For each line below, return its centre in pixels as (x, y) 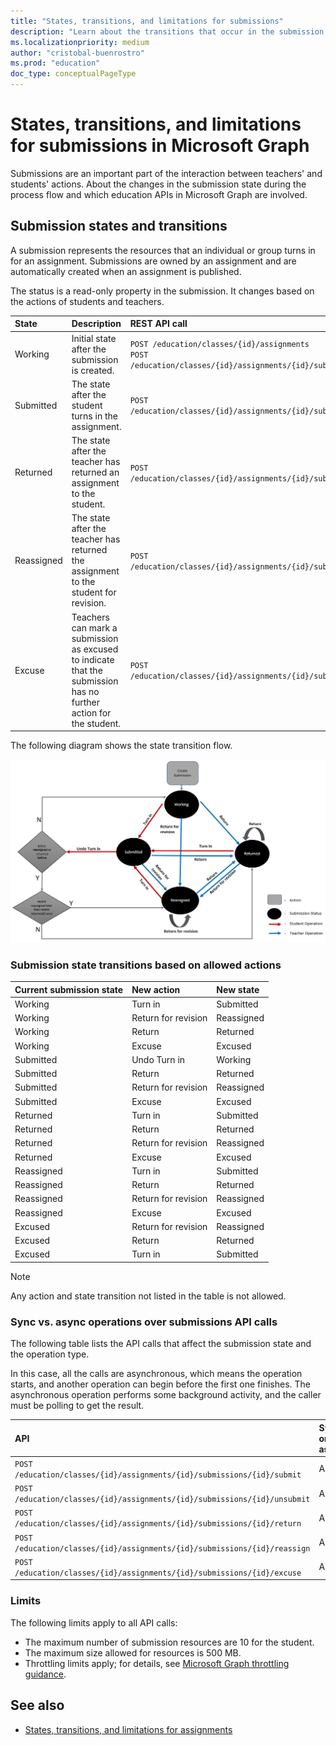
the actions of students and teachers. (87, 301)
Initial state (94, 338)
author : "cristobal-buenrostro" (77, 53)
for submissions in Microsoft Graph (160, 146)
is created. (93, 370)
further (85, 702)
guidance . (45, 1674)
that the (87, 670)
